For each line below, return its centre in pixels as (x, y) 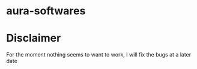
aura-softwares (46, 11)
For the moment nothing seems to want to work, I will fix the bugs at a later (99, 55)
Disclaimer (34, 38)
